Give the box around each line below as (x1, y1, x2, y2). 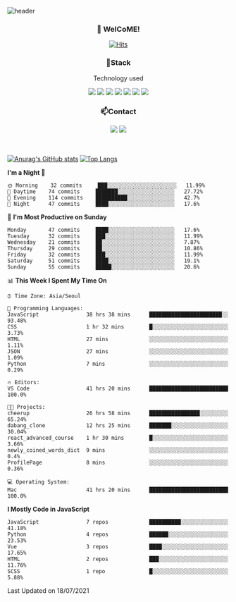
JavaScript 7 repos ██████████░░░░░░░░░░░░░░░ (7, 518, 229, 525)
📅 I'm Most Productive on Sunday (7, 212, 107, 221)
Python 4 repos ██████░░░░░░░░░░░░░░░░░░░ (7, 531, 229, 538)
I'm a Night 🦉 (7, 168, 46, 176)
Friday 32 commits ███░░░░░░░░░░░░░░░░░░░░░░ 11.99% (7, 251, 203, 258)
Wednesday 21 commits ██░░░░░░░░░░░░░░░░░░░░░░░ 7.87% (7, 238, 200, 246)
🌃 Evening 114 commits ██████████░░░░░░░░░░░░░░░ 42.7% (7, 194, 200, 201)
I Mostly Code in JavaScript (7, 505, 90, 513)
